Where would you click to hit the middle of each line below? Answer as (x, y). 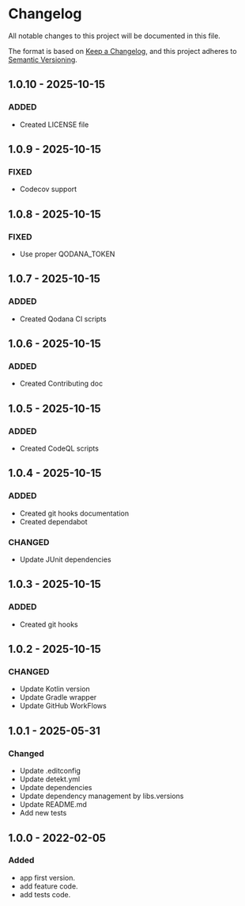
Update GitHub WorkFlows (63, 706)
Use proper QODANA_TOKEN (67, 254)
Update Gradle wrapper (58, 697)
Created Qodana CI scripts (63, 319)
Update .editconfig (50, 771)
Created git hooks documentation (74, 513)
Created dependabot (54, 521)
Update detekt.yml (50, 779)
